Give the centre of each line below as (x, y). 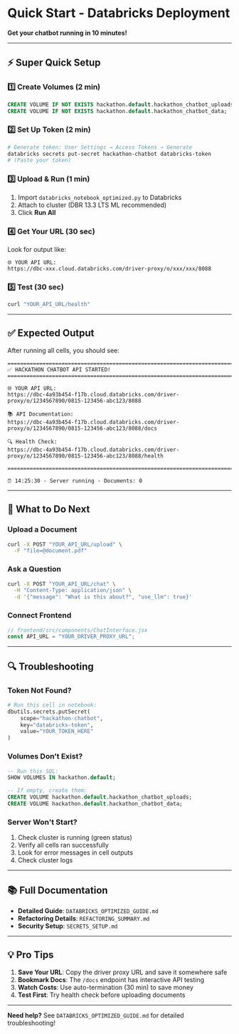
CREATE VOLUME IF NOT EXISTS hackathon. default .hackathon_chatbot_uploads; (122, 105)
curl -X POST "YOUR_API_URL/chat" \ (62, 584)
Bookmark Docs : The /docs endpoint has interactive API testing (111, 979)
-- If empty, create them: (47, 791)
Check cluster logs (45, 860)
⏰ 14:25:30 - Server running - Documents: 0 (75, 481)
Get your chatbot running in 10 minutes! (67, 33)
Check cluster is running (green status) (75, 838)
